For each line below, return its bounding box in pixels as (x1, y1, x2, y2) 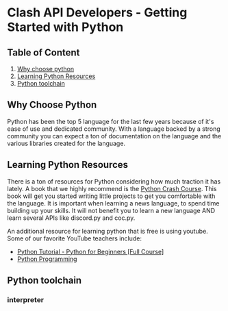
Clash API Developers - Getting (7, 5, 188, 21)
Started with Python (7, 19, 124, 35)
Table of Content (7, 47, 80, 58)
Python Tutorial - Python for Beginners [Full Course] (16, 247, 164, 256)
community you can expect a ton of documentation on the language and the (7, 132, 222, 140)
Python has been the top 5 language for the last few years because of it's (7, 117, 214, 125)
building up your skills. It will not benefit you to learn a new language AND (7, 206, 216, 214)
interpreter (7, 295, 45, 304)
